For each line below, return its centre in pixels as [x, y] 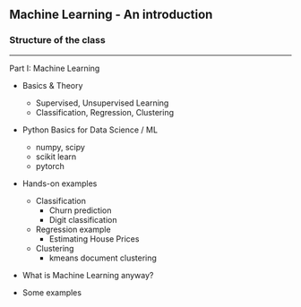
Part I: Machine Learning [55, 68]
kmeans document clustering [103, 258]
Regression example [73, 229]
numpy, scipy [60, 147]
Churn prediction [80, 210]
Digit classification [83, 219]
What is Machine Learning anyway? [88, 275]
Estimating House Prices [94, 239]
